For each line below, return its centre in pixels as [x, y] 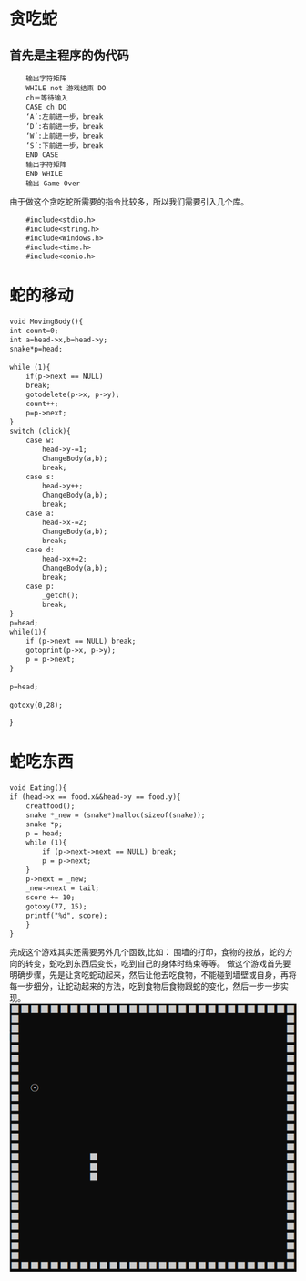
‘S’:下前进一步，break [65, 146]
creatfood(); [51, 806]
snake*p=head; [36, 349]
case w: [40, 440]
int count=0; [34, 331]
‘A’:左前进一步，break [65, 117]
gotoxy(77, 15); [57, 906]
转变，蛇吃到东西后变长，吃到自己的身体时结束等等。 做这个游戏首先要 [158, 963]
